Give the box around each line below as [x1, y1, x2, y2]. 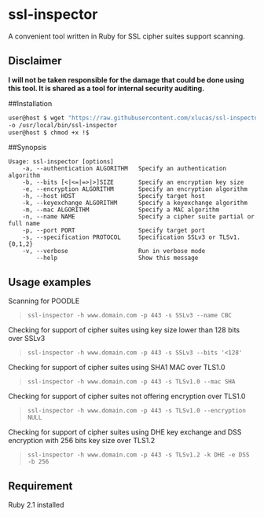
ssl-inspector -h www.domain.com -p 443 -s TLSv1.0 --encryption [27, 407, 246, 415]
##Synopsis [8, 143, 47, 152]
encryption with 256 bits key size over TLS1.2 [8, 436, 156, 445]
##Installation [8, 98, 53, 108]
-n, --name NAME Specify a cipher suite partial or [22, 213, 255, 221]
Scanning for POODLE [8, 296, 80, 306]
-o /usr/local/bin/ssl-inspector [8, 121, 118, 129]
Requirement [8, 479, 73, 493]
